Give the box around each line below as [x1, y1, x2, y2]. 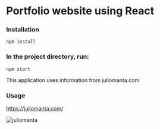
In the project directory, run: [6, 52, 89, 61]
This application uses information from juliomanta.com [6, 76, 140, 84]
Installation [6, 26, 40, 34]
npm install [6, 39, 36, 45]
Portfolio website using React [6, 4, 155, 18]
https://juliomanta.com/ [6, 105, 64, 112]
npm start [6, 66, 31, 72]
